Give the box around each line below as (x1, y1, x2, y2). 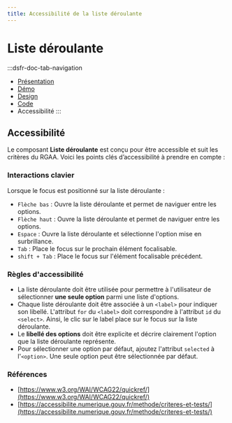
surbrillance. (17, 237, 54, 245)
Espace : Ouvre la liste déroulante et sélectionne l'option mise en (17, 229, 202, 238)
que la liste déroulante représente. (17, 337, 117, 345)
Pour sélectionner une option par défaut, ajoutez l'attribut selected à (17, 344, 215, 353)
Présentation (17, 77, 55, 85)
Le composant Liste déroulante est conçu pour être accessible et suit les (7, 145, 219, 154)
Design (17, 92, 38, 100)
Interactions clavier (7, 171, 75, 180)
